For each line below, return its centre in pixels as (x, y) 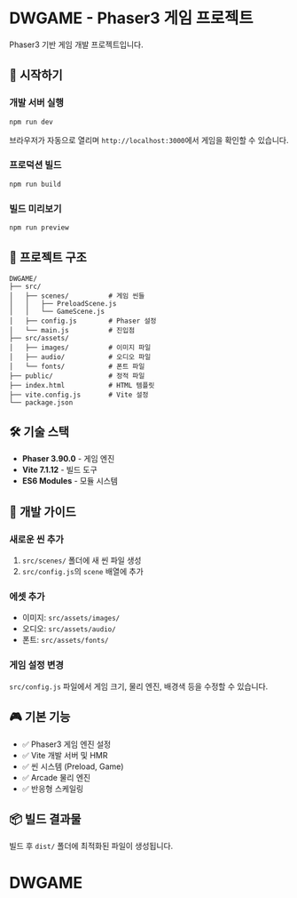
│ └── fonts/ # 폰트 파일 (77, 366)
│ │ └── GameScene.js (57, 311)
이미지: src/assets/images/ (71, 618)
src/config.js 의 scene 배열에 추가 (82, 572)
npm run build (35, 184)
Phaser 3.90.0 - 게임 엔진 (68, 459)
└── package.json (41, 402)
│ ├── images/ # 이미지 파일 (80, 348)
